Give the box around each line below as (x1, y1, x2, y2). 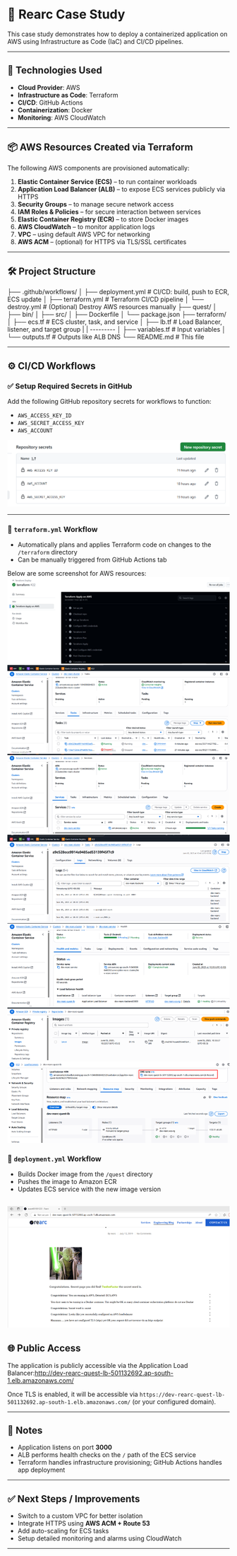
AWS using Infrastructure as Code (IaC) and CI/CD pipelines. (7, 37, 184, 45)
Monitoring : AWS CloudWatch (17, 113, 106, 122)
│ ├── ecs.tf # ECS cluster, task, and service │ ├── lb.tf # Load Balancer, (7, 318, 222, 326)
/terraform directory (17, 548, 78, 557)
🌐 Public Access (7, 1342, 81, 1354)
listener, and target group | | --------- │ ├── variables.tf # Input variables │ (7, 325, 226, 334)
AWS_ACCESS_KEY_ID (17, 412, 72, 419)
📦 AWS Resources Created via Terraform (7, 141, 193, 153)
